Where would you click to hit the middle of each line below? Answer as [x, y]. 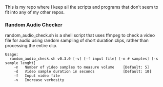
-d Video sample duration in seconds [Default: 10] [83, 72]
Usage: [12, 55]
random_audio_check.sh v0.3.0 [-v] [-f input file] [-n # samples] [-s [84, 59]
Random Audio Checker [34, 25]
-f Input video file [37, 76]
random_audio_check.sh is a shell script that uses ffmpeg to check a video [80, 35]
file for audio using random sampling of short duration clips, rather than [77, 40]
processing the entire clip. [31, 46]
